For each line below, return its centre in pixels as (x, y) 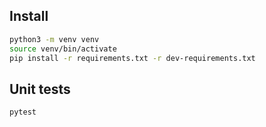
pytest (23, 112)
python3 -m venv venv (54, 39)
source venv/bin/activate (63, 49)
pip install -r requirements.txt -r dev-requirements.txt (132, 58)
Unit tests (40, 89)
